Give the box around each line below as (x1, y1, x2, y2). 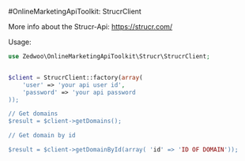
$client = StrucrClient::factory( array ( (8, 73, 144, 81)
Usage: (8, 37, 32, 47)
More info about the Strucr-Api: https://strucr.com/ (8, 22, 173, 31)
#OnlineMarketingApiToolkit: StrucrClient (8, 7, 142, 16)
